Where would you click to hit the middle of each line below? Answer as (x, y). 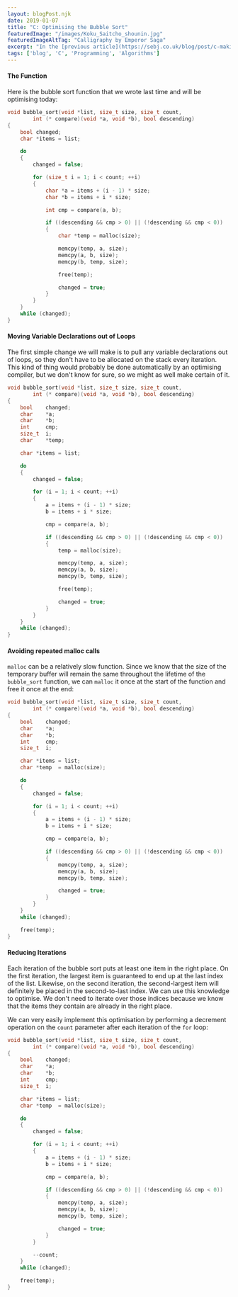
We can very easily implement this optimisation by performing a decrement (117, 1019)
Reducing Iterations (37, 953)
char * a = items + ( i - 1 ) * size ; (98, 191)
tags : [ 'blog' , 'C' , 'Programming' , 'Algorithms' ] (84, 54)
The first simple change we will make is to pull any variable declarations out (118, 352)
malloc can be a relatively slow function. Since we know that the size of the (117, 667)
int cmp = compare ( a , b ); (83, 210)
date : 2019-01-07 (33, 21)
